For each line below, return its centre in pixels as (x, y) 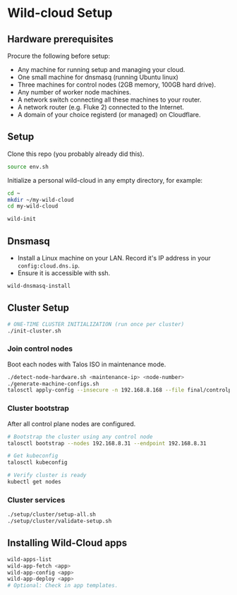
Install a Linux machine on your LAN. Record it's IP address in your (114, 258)
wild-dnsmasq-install (39, 286)
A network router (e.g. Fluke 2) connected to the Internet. (101, 107)
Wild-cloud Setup (60, 13)
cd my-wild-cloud (33, 206)
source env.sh (28, 167)
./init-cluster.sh (34, 331)
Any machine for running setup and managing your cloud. (101, 70)
